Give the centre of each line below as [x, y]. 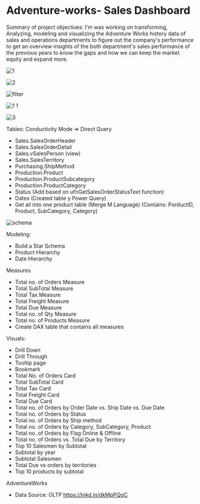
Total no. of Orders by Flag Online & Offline [68, 433]
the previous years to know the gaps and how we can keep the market [93, 52]
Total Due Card [34, 401]
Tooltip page [30, 363]
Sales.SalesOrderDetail [43, 147]
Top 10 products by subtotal [49, 471]
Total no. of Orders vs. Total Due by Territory [70, 439]
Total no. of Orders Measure [50, 282]
